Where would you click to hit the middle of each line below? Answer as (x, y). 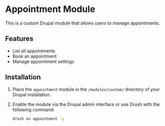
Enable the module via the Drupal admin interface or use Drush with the (86, 104)
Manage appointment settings (43, 61)
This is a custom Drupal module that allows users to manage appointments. (82, 23)
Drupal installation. (32, 94)
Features (19, 39)
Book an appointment (34, 56)
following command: (33, 109)
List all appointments (34, 50)
